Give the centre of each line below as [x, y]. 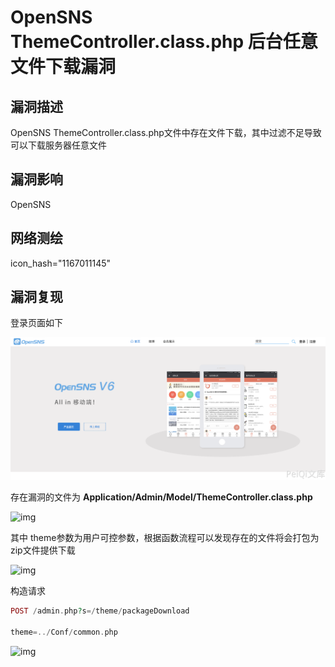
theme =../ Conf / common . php [64, 632]
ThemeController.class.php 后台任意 [164, 42]
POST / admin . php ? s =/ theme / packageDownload [100, 611]
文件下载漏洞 [63, 67]
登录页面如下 [36, 323]
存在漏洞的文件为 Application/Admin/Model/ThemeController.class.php [161, 497]
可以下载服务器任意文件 [58, 145]
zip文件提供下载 [43, 550]
